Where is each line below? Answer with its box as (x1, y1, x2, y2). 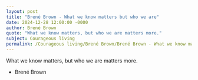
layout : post (6, 8, 38, 15)
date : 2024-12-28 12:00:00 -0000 (6, 19, 88, 25)
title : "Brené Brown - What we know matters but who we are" (6, 14, 160, 20)
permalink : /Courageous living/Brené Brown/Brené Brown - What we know (6, 41, 186, 47)
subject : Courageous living (6, 36, 75, 41)
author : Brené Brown (6, 25, 57, 31)
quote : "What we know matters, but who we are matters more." (6, 30, 162, 36)
